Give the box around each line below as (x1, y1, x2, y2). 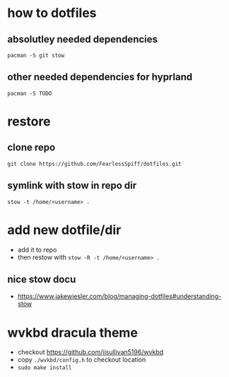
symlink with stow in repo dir (7, 179, 137, 192)
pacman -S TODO (7, 90, 52, 97)
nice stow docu (7, 273, 76, 285)
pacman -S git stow (7, 52, 65, 59)
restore (7, 113, 51, 129)
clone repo (7, 142, 56, 154)
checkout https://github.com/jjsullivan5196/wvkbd (17, 348, 164, 356)
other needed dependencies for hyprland (7, 71, 193, 83)
